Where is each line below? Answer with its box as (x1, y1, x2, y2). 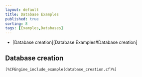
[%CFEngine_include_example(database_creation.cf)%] (5, 67, 117, 72)
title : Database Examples (5, 12, 59, 17)
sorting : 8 (5, 21, 28, 26)
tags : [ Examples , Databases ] (5, 26, 64, 31)
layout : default (5, 7, 39, 12)
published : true (5, 16, 39, 21)
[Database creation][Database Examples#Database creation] (12, 39, 138, 45)
